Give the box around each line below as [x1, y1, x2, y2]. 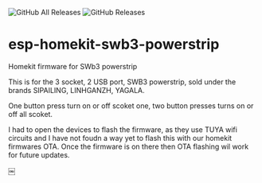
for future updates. [8, 150, 70, 159]
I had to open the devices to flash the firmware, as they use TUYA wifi [8, 124, 237, 134]
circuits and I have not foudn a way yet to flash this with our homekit [8, 133, 233, 142]
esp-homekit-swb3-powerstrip [8, 36, 220, 53]
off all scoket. [8, 109, 53, 119]
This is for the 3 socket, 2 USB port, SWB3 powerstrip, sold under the [8, 76, 237, 87]
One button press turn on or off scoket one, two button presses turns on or [8, 100, 254, 111]
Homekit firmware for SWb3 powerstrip [8, 61, 138, 71]
